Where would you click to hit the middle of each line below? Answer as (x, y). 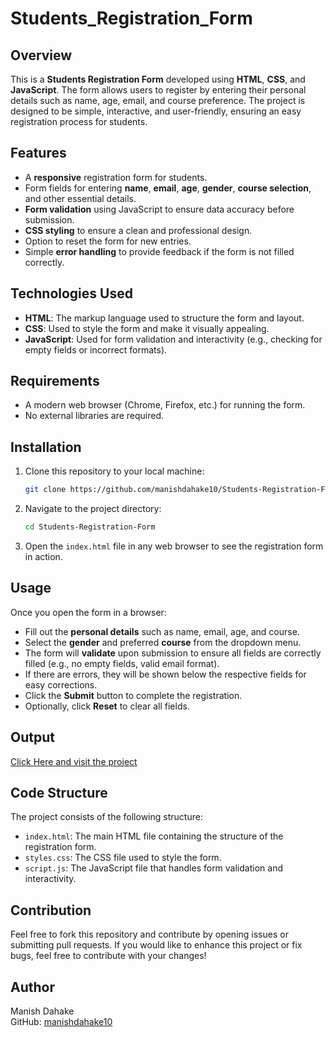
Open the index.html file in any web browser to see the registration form (174, 546)
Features (38, 153)
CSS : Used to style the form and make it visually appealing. (147, 328)
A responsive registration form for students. (116, 177)
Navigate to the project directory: (93, 509)
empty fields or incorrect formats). (96, 349)
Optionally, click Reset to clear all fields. (107, 706)
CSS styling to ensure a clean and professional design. (138, 230)
